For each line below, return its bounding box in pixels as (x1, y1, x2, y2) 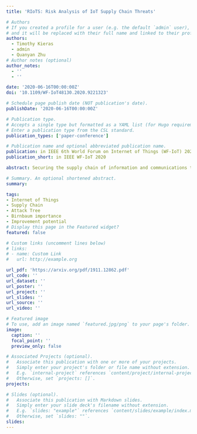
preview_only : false (11, 343, 62, 349)
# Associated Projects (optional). (6, 354, 93, 360)
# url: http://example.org (6, 256, 77, 263)
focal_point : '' (11, 338, 51, 344)
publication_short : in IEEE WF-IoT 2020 (6, 154, 107, 160)
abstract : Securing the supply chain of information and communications (6, 165, 188, 171)
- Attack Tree (6, 208, 41, 214)
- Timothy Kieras (11, 41, 54, 47)
